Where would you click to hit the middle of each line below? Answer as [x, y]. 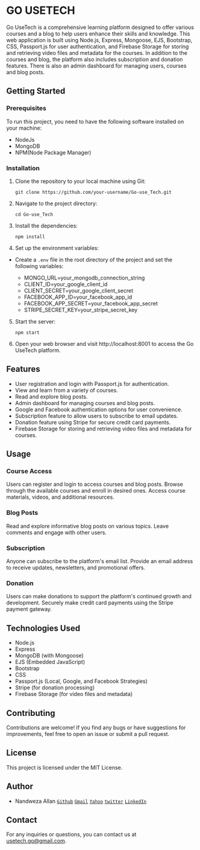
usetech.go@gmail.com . [36, 841]
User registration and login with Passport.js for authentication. [92, 383]
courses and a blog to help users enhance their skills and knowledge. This [98, 33]
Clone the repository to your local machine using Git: [80, 181]
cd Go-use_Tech [34, 214]
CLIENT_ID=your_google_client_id [66, 284]
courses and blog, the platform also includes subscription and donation [95, 59]
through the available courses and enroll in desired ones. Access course [96, 491]
